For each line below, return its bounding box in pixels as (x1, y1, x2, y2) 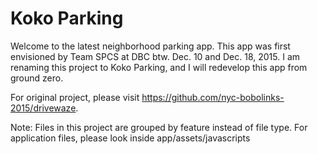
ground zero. (10, 72, 64, 84)
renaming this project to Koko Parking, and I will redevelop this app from (10, 61, 308, 73)
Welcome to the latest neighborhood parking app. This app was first (10, 40, 291, 52)
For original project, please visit (10, 91, 140, 103)
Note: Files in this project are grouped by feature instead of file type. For (10, 121, 308, 133)
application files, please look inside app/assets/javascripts (10, 132, 251, 144)
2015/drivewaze (10, 102, 77, 114)
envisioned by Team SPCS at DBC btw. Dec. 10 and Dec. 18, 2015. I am (10, 50, 301, 62)
